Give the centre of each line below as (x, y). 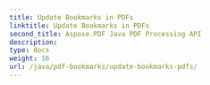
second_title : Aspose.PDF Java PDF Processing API (105, 34)
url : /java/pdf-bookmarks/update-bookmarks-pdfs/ (104, 67)
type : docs (29, 50)
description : (34, 42)
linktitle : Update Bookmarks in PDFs (80, 26)
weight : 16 (29, 58)
